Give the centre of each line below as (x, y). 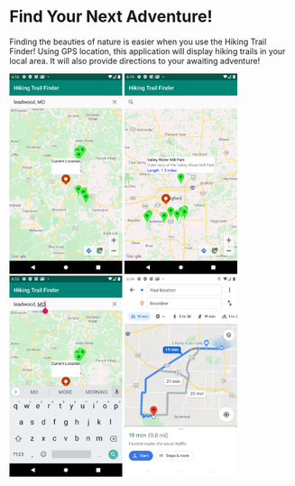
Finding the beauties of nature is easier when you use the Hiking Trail (138, 42)
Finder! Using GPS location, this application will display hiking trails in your (147, 51)
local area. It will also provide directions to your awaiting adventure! (135, 61)
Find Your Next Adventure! (111, 17)
